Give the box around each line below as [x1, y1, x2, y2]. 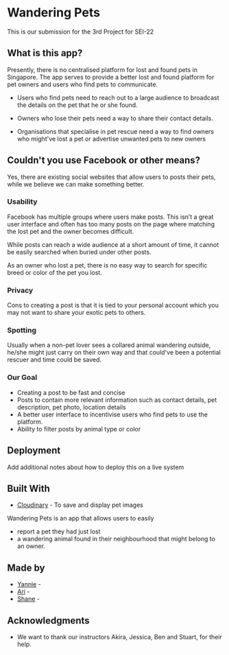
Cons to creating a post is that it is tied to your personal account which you [7, 301, 219, 309]
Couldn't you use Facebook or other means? [7, 154, 201, 166]
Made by [7, 562, 45, 573]
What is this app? [7, 47, 83, 59]
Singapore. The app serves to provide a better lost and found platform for [7, 73, 215, 81]
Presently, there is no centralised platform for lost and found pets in [7, 65, 197, 73]
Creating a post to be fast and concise [16, 388, 125, 396]
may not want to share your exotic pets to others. [7, 309, 146, 317]
